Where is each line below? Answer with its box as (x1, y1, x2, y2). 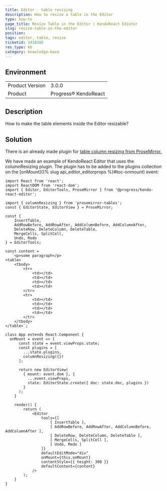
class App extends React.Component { (5, 332, 84, 337)
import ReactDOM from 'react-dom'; (5, 183, 80, 188)
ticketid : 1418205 (5, 40, 44, 45)
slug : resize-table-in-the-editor (5, 26, 78, 31)
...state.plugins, (23, 350, 62, 355)
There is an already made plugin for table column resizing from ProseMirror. (5, 148, 162, 154)
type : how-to (5, 17, 33, 22)
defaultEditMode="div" (41, 450, 89, 455)
